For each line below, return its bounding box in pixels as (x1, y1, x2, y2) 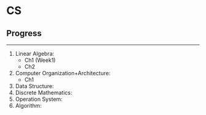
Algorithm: (15, 102, 42, 109)
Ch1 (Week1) (24, 56, 56, 64)
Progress (6, 28, 42, 39)
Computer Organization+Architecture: (15, 70, 111, 76)
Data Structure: (15, 83, 54, 89)
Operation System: (15, 95, 63, 103)
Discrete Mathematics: (15, 89, 72, 96)
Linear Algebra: (15, 50, 55, 57)
